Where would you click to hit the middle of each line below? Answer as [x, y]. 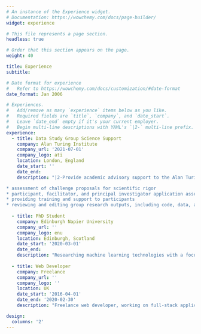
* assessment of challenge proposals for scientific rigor [81, 188]
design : [16, 316]
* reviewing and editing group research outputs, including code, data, [99, 205]
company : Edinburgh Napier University [65, 222]
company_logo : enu [40, 233]
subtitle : [19, 72]
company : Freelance [41, 272]
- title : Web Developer [41, 266]
